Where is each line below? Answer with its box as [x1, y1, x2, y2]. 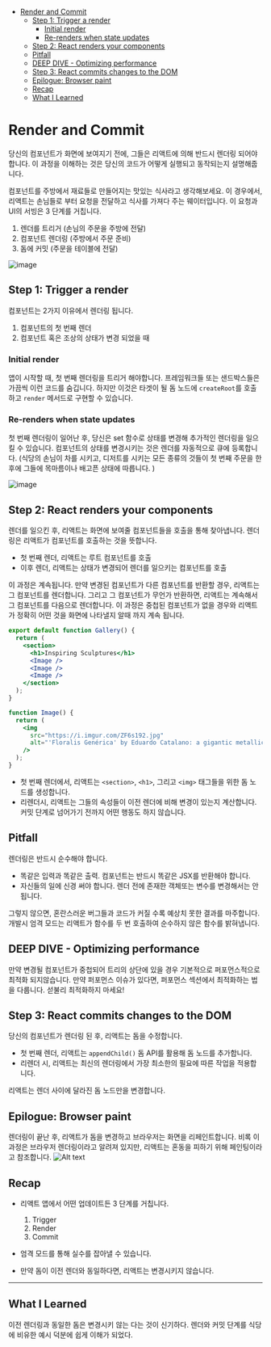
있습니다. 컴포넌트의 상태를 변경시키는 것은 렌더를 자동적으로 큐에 [25, 444, 230, 453]
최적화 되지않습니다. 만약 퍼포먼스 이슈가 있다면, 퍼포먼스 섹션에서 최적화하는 [8, 974, 250, 984]
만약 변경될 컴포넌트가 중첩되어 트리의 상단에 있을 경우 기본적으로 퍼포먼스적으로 [8, 965, 261, 974]
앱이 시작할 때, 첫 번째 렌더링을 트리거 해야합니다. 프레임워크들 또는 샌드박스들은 [8, 373, 261, 383]
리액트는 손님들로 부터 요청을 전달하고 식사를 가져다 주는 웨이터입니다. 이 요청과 [8, 196, 258, 205]
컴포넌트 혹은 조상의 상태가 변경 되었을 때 [19, 333, 150, 343]
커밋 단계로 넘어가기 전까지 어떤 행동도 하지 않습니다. [19, 807, 186, 817]
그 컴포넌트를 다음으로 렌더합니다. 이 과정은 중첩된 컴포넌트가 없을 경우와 [8, 600, 236, 610]
